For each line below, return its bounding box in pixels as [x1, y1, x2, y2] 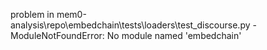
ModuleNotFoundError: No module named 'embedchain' [10, 30, 242, 41]
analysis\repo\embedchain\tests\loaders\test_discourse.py [10, 19, 251, 31]
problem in [10, 9, 55, 20]
